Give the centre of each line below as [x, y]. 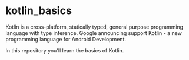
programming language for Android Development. [66, 39]
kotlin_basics [39, 11]
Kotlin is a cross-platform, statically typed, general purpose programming [94, 27]
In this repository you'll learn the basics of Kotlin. [65, 50]
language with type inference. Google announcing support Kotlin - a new [94, 33]
